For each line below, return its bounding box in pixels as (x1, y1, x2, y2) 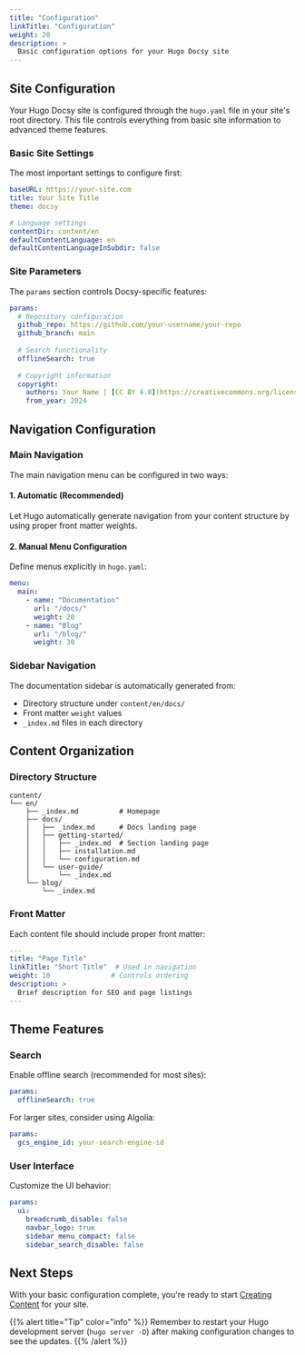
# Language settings (9, 218, 88, 227)
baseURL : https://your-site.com (9, 185, 132, 194)
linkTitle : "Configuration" (9, 22, 116, 31)
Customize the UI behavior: (9, 1181, 112, 1191)
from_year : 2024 (25, 396, 88, 405)
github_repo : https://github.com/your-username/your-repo (17, 320, 242, 330)
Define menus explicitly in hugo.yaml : (9, 561, 147, 573)
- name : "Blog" (25, 621, 84, 630)
